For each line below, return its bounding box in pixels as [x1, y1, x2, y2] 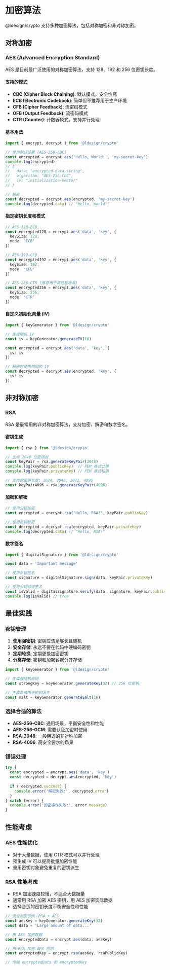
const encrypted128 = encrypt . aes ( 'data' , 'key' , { [5, 229, 116, 234]
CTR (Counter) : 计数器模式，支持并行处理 [12, 116, 100, 122]
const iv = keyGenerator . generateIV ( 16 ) [5, 336, 92, 341]
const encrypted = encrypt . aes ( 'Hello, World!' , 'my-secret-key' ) [5, 154, 148, 160]
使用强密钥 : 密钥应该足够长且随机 [12, 638, 82, 644]
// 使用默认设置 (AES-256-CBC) [5, 150, 67, 155]
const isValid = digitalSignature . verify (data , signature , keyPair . [5, 589, 153, 594]
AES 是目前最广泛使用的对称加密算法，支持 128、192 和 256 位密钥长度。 [5, 66, 158, 73]
